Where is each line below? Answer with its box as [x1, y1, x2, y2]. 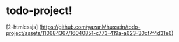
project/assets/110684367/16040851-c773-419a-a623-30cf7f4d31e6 [6, 29, 172, 36]
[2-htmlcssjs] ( [6, 23, 42, 30]
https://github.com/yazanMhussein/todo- [41, 23, 141, 30]
